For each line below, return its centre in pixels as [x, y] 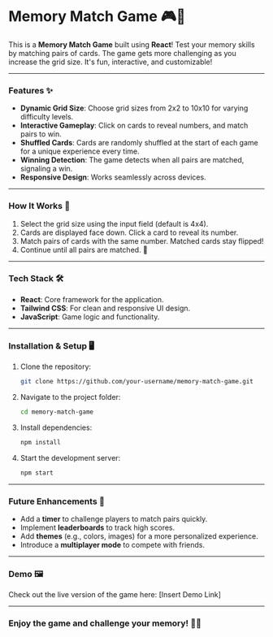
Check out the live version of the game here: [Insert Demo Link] [115, 595]
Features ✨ [31, 90]
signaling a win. [46, 169]
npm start [37, 473]
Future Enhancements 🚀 [57, 501]
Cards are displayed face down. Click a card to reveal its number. [129, 232]
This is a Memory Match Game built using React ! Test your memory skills [132, 44]
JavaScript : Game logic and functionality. [90, 316]
